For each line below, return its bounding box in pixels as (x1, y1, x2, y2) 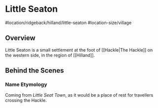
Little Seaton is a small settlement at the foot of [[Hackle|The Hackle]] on (5, 47, 153, 53)
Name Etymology (5, 81, 48, 88)
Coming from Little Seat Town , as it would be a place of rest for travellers (5, 92, 154, 98)
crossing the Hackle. (5, 97, 47, 104)
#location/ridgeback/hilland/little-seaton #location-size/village (5, 20, 132, 26)
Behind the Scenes (5, 66, 64, 75)
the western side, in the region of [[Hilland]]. (5, 52, 95, 58)
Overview (5, 34, 36, 42)
